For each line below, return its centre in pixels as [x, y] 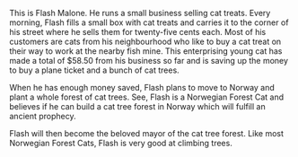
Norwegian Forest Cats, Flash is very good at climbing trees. [121, 143]
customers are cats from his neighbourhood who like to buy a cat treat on [145, 41]
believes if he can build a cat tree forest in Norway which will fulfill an [138, 106]
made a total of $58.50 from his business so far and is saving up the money [149, 61]
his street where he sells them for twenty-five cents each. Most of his [138, 32]
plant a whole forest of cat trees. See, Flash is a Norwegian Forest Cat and [147, 97]
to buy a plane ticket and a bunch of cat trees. [94, 70]
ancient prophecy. [43, 116]
